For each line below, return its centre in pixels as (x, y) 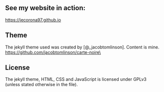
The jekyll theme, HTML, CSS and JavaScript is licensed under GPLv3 (76, 79)
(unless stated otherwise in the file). (41, 85)
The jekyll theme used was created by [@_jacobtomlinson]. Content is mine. (82, 47)
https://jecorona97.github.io (33, 20)
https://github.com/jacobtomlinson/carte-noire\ (53, 52)
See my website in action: (45, 8)
